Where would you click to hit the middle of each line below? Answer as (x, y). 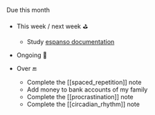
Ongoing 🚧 (32, 55)
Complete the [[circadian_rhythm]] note (83, 104)
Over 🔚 (27, 69)
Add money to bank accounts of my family (87, 90)
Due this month (28, 10)
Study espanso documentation (71, 42)
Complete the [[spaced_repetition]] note (84, 82)
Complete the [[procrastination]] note (80, 97)
